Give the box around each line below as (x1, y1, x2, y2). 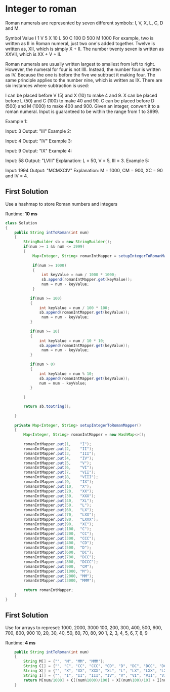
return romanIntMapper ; (23, 588, 73, 593)
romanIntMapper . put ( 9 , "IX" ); (23, 479, 94, 484)
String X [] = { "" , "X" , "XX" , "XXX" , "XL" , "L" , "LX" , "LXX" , (23, 668, 157, 674)
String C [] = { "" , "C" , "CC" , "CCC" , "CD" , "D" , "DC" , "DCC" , (23, 664, 157, 669)
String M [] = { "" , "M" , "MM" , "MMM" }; (23, 659, 105, 664)
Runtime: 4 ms (5, 639, 36, 646)
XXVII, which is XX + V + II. (5, 51, 62, 57)
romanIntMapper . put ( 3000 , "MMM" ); (23, 578, 96, 583)
